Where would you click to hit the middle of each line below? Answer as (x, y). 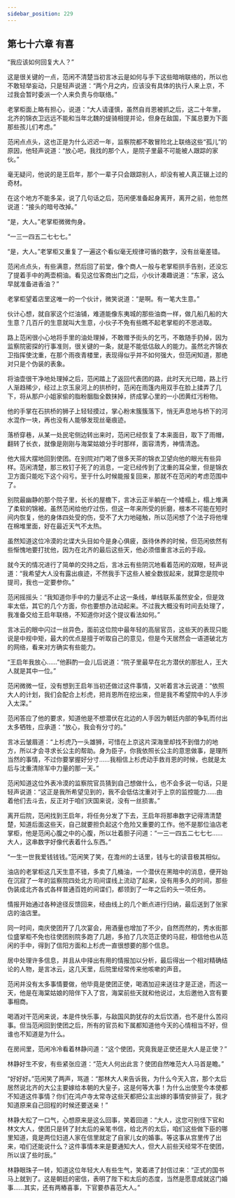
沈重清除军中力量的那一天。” (59, 768)
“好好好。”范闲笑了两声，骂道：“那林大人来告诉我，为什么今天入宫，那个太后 (117, 1079)
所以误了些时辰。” (32, 1155)
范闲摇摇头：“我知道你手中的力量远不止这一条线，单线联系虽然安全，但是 (113, 597)
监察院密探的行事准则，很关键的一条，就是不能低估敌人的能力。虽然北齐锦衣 (117, 346)
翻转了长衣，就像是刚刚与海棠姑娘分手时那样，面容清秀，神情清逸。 (105, 444)
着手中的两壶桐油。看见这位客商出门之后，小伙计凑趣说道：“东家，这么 (122, 275)
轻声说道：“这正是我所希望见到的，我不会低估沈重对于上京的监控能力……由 (115, 792)
